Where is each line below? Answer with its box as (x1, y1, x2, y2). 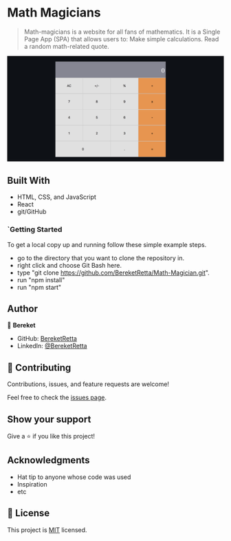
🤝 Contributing (7, 361, 71, 373)
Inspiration (16, 480, 47, 488)
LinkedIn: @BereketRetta (16, 342, 87, 350)
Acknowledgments (7, 454, 91, 466)
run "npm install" (16, 275, 65, 284)
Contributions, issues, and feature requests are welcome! (7, 380, 170, 388)
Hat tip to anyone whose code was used (16, 473, 131, 481)
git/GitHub (16, 208, 47, 216)
